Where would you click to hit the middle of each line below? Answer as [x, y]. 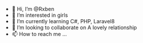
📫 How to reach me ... [39, 34]
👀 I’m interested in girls [40, 15]
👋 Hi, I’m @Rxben [33, 9]
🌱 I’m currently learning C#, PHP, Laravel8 [63, 21]
